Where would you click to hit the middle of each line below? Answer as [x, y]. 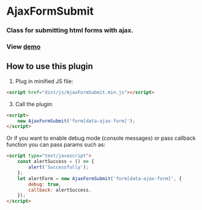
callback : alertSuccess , [60, 190]
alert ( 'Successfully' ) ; [58, 167]
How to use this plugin [50, 66]
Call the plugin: [34, 104]
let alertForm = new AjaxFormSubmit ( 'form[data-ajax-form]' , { [100, 178]
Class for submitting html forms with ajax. [70, 31]
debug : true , [45, 184]
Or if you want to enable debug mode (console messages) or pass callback [101, 138]
